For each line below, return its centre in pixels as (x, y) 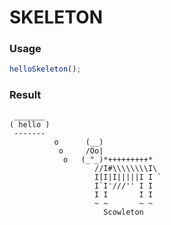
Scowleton (123, 212)
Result (25, 95)
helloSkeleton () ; (45, 69)
